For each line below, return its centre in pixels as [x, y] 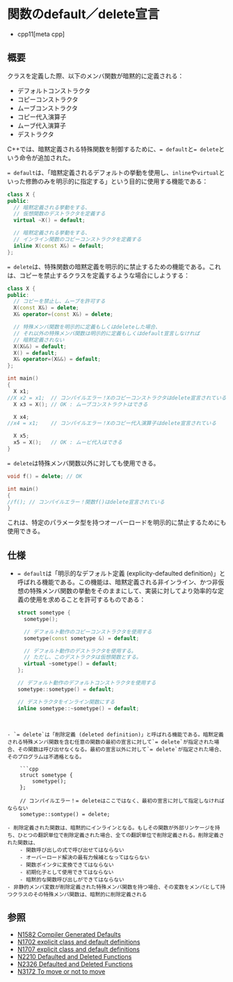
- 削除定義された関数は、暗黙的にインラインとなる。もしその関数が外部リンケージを [111, 828]
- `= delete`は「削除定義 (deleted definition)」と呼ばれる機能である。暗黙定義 [115, 735]
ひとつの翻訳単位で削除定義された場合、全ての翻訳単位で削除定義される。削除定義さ [121, 835]
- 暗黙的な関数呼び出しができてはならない [72, 880]
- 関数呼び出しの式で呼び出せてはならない [72, 850]
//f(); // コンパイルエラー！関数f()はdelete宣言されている [86, 502]
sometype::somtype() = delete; [65, 814]
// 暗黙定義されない [39, 340]
